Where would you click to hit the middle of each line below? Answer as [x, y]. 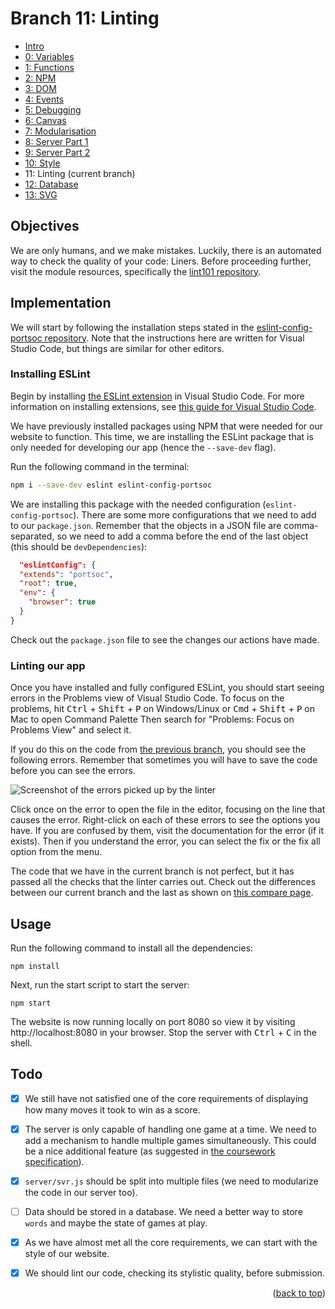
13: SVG [41, 194]
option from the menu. [56, 852]
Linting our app [48, 665]
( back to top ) [299, 1293]
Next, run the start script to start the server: [100, 984]
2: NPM [40, 78]
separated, [32, 536]
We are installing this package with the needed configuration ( [138, 504]
